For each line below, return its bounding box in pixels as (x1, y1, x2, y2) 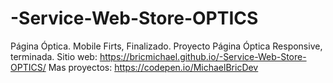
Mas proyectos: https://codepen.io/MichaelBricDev (48, 61, 259, 73)
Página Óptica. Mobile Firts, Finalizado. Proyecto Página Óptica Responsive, (10, 40, 323, 52)
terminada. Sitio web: (10, 50, 98, 62)
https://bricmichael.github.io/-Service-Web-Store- (99, 50, 307, 62)
